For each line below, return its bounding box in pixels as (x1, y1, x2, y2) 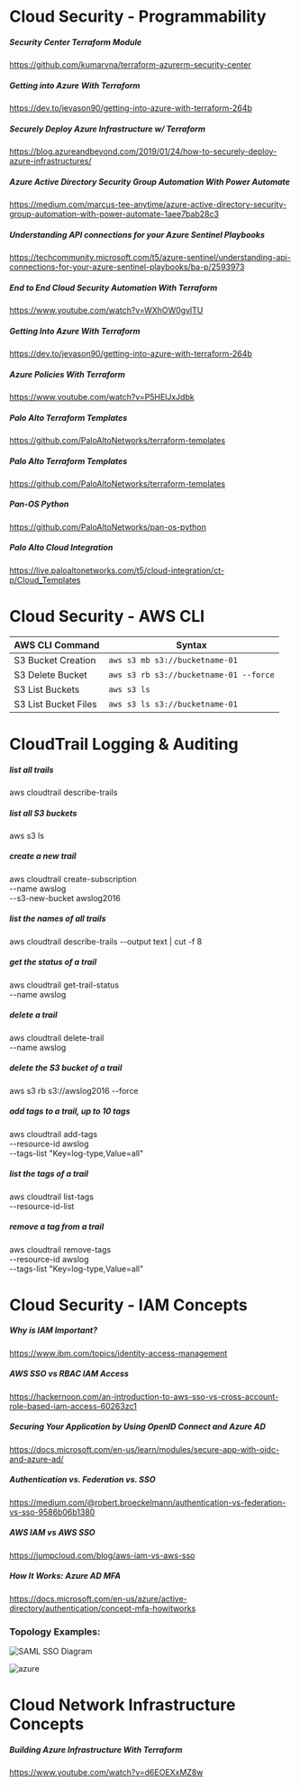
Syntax (175, 638, 207, 651)
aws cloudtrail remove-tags (9, 1244, 112, 1254)
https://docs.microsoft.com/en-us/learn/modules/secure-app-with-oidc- (9, 1444, 280, 1454)
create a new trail (9, 851, 77, 861)
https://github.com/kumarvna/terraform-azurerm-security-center (9, 59, 251, 70)
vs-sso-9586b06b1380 (9, 1507, 95, 1517)
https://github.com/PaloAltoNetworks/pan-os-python (9, 521, 207, 533)
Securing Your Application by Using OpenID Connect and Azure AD (9, 1421, 266, 1432)
